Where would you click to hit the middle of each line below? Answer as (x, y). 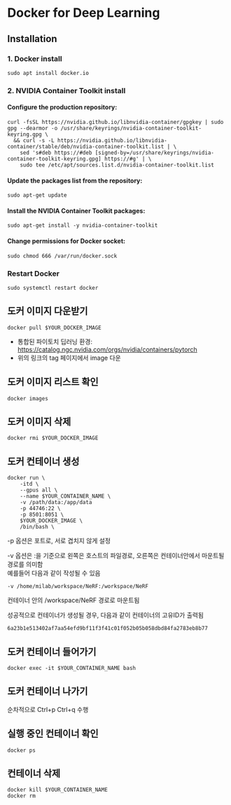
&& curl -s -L (34, 141)
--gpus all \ (39, 490)
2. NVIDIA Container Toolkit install (66, 90)
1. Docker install (35, 59)
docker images (28, 398)
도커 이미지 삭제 (39, 421)
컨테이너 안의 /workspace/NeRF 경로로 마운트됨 (73, 601)
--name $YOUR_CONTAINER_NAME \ (65, 496)
